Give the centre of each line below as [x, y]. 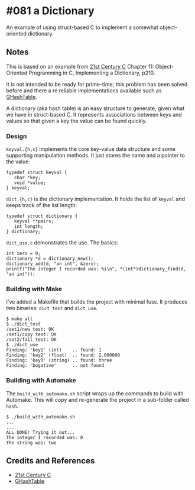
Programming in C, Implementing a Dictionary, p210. [92, 73]
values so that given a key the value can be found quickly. [77, 121]
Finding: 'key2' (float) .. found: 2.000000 [63, 355]
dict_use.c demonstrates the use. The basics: [62, 243]
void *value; [30, 183]
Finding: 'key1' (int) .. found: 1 [54, 350]
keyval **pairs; [34, 221]
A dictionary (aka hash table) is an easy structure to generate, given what [95, 108]
